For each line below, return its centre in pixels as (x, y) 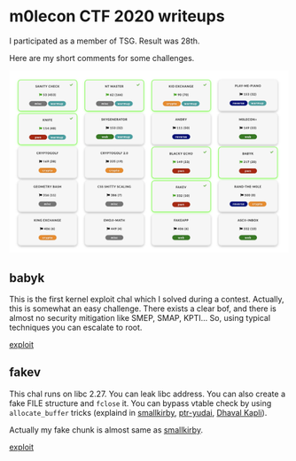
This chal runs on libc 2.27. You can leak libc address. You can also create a (148, 394)
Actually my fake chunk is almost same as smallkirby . (106, 430)
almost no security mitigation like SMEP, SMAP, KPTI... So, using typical (140, 318)
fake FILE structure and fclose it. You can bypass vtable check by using (140, 403)
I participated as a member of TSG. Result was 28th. (105, 41)
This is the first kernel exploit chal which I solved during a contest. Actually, (147, 300)
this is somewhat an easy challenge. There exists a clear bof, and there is (143, 309)
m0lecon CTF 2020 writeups (117, 16)
